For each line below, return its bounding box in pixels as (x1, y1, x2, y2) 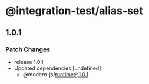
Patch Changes (5, 45, 51, 53)
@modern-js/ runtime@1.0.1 (22, 70, 89, 78)
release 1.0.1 (14, 58, 44, 65)
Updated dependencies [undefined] (14, 65, 101, 72)
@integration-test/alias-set (5, 4, 144, 18)
